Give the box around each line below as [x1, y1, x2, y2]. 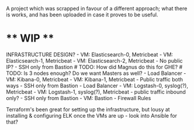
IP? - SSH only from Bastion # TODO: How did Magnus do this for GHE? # [6, 63, 183, 70]
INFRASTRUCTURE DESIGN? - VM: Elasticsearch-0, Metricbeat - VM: [6, 51, 174, 58]
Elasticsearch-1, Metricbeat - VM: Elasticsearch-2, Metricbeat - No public [6, 57, 183, 64]
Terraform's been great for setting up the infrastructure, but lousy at [6, 105, 171, 113]
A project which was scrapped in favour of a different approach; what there [6, 5, 188, 12]
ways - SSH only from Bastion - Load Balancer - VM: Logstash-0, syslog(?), [6, 82, 189, 89]
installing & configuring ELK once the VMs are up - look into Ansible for [6, 112, 177, 119]
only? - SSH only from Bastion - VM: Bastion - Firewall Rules [6, 94, 151, 101]
